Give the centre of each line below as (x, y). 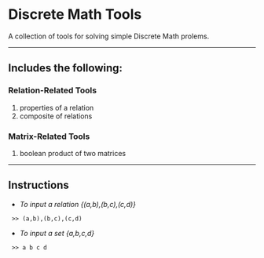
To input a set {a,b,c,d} (57, 233)
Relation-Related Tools (52, 90)
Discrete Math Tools (75, 15)
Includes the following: (66, 68)
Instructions (38, 185)
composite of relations (56, 116)
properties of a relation (57, 107)
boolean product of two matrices (73, 153)
